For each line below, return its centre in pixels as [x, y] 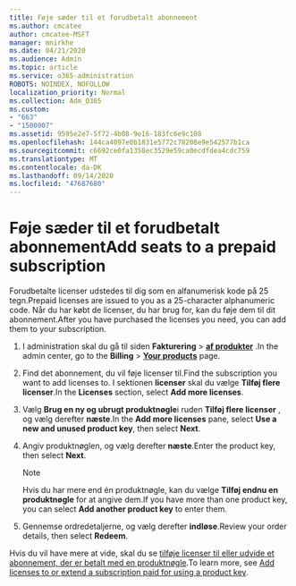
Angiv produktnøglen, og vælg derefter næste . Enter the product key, [148, 446]
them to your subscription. [58, 329]
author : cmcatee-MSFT [50, 34]
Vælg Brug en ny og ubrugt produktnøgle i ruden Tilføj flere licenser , [151, 410]
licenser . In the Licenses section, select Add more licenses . [133, 392]
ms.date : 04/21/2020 [48, 51]
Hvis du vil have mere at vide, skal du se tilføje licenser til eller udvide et [142, 553]
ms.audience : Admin [46, 59]
